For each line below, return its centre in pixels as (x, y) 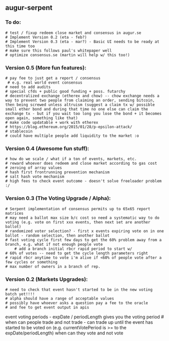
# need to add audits (28, 87)
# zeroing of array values (34, 168)
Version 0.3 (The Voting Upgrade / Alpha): (58, 198)
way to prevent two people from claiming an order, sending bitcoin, (80, 100)
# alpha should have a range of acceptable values (60, 298)
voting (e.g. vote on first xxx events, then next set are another (78, 222)
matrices (14, 213)
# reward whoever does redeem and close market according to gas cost (81, 164)
